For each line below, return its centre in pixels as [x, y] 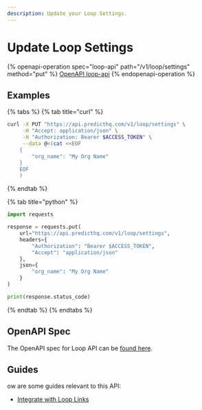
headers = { [34, 240]
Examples [29, 95]
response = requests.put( [44, 227]
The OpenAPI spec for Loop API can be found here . [80, 348]
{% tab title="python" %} [43, 202]
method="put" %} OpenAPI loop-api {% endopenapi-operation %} [101, 73]
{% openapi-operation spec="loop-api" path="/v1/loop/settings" [99, 67]
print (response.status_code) [49, 297]
